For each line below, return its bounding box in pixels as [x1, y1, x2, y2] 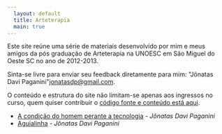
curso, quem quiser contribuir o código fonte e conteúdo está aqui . [7, 99, 200, 107]
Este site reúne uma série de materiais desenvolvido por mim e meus [7, 42, 206, 51]
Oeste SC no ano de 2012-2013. [7, 57, 99, 65]
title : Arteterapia [13, 17, 71, 24]
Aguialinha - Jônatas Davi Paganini [17, 119, 120, 128]
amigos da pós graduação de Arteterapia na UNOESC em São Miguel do [7, 49, 215, 58]
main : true [13, 23, 45, 30]
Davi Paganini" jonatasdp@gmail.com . [7, 78, 115, 86]
